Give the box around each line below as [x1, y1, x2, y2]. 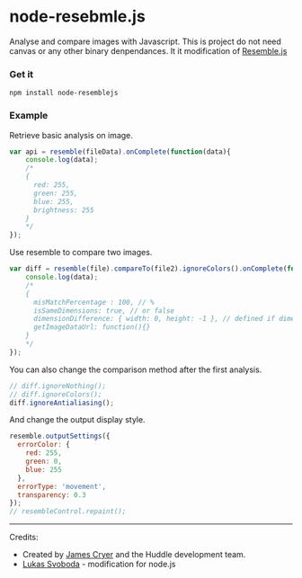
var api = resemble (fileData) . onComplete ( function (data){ [9, 147, 231, 156]
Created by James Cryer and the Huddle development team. [22, 549, 246, 560]
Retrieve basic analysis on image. [9, 129, 133, 140]
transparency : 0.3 [17, 490, 87, 500]
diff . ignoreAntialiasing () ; [9, 398, 115, 407]
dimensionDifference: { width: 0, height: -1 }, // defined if [32, 315, 276, 324]
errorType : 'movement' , [17, 482, 106, 491]
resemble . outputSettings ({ [9, 431, 111, 441]
